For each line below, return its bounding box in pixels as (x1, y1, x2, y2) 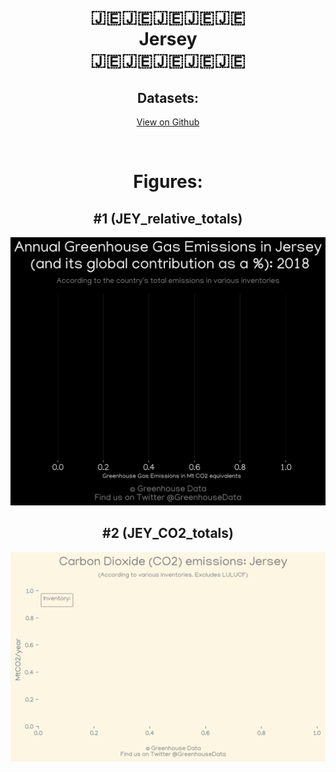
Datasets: (137, 89, 199, 106)
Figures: (133, 171, 203, 193)
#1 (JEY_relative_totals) (93, 210, 243, 227)
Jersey (138, 28, 198, 51)
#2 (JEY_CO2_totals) (102, 525, 234, 542)
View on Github (136, 116, 200, 128)
